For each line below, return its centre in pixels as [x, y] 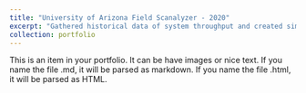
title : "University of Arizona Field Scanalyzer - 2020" [120, 18]
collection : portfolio [52, 34]
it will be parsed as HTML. [58, 79]
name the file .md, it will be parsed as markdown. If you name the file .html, [150, 70]
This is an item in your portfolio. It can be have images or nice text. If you [146, 60]
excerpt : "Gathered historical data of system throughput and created [146, 26]
